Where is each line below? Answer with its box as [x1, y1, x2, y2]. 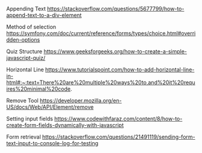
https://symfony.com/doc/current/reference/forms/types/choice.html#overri [6, 30, 196, 37]
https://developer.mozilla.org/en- [40, 97, 122, 104]
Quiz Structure [6, 48, 43, 55]
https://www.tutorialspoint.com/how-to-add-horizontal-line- [45, 66, 195, 73]
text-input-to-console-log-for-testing [6, 140, 98, 147]
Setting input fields [6, 115, 53, 122]
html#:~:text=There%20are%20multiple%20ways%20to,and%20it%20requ [6, 79, 195, 86]
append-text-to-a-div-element [6, 11, 82, 19]
